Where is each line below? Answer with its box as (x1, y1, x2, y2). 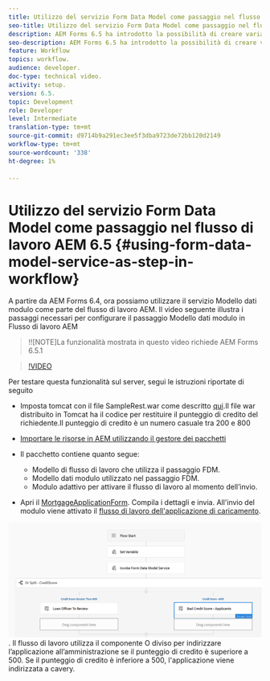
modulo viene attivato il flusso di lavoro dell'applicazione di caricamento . (19, 507, 261, 516)
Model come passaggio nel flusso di (8, 218, 254, 236)
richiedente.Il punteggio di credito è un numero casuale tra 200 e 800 (19, 418, 251, 428)
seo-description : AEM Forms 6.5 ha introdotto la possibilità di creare (8, 39, 257, 47)
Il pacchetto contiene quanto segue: (19, 449, 140, 459)
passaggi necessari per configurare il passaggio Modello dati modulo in (8, 314, 245, 323)
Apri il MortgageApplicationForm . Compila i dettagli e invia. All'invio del (19, 498, 256, 507)
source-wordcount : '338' (8, 149, 92, 157)
